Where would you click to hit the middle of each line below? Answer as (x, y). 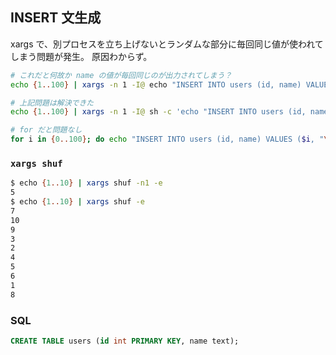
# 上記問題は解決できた (52, 103)
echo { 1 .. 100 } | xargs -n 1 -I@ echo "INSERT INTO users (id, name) (156, 84)
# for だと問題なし (46, 130)
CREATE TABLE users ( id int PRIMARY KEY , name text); (125, 341)
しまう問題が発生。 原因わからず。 (81, 56)
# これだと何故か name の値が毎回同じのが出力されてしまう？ (121, 75)
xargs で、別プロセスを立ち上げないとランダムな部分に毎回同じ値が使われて (167, 44)
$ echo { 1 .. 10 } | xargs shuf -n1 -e (86, 183)
